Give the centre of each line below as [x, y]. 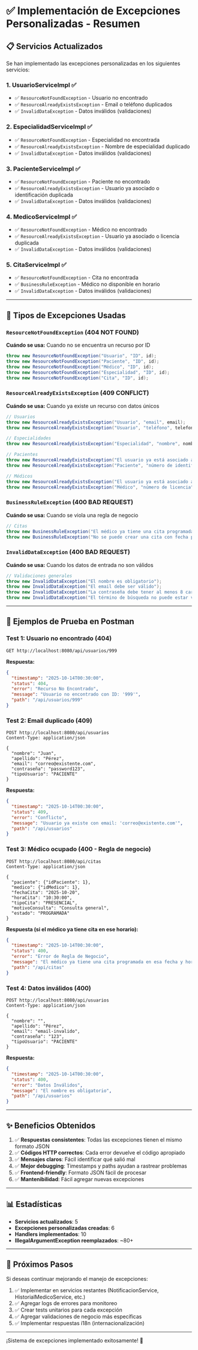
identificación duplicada [44, 195]
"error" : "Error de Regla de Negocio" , [60, 957]
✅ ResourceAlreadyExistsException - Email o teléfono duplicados [93, 105]
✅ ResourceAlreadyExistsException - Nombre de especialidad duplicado [102, 146]
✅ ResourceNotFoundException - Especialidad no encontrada [87, 139]
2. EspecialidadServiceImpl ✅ [49, 127]
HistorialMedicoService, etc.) [50, 1297]
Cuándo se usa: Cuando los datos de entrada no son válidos [80, 565]
